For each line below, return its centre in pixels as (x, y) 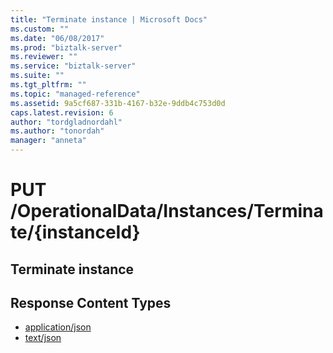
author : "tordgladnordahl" (66, 122)
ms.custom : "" (40, 29)
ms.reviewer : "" (44, 57)
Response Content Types (91, 302)
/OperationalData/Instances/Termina (167, 211)
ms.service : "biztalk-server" (73, 66)
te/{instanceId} (75, 232)
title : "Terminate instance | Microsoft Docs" (109, 19)
